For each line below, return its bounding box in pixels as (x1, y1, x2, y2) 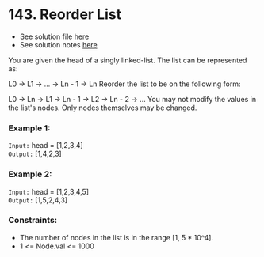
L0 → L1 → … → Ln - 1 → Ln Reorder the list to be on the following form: (8, 79, 241, 89)
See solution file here (19, 32, 90, 41)
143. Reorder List (8, 6, 121, 24)
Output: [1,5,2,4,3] (8, 195, 68, 205)
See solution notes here (19, 40, 98, 49)
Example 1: (8, 123, 51, 134)
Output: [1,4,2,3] (8, 149, 62, 159)
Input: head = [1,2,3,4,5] (8, 187, 90, 196)
